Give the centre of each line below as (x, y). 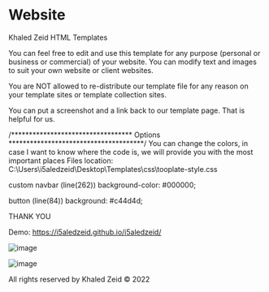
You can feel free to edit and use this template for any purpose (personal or (134, 53)
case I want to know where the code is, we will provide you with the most (131, 152)
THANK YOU (30, 216)
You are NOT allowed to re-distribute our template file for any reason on (129, 86)
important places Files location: (61, 161)
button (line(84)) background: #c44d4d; (76, 200)
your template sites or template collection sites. (87, 94)
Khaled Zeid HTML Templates (58, 37)
